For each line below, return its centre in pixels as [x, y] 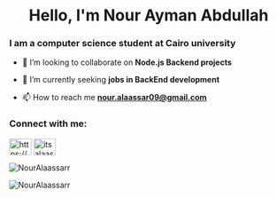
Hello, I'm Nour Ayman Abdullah [149, 16]
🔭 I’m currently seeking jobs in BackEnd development [120, 80]
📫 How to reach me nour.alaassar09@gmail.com [114, 98]
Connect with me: [48, 123]
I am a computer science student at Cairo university [123, 44]
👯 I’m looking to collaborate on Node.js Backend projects [127, 62]
